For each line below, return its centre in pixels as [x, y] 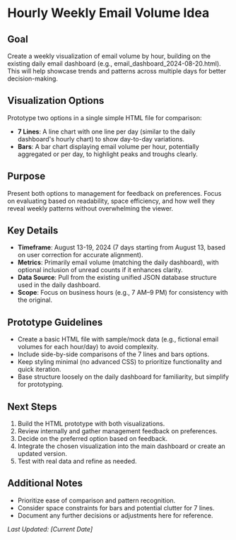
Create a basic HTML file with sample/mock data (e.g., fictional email [118, 339]
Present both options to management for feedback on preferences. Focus [114, 193]
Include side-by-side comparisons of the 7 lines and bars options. [113, 354]
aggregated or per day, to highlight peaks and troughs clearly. [107, 154]
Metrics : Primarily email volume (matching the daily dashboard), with [118, 262]
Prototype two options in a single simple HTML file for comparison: [105, 117]
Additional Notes [45, 483]
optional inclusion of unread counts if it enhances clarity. [100, 270]
